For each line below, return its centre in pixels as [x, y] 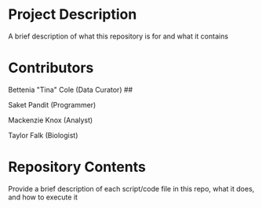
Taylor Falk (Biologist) [43, 135]
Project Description [73, 15]
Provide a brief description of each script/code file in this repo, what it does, [131, 188]
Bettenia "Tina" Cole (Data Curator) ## [71, 89]
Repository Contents [77, 167]
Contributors [51, 68]
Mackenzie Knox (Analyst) [51, 120]
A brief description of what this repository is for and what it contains [118, 36]
